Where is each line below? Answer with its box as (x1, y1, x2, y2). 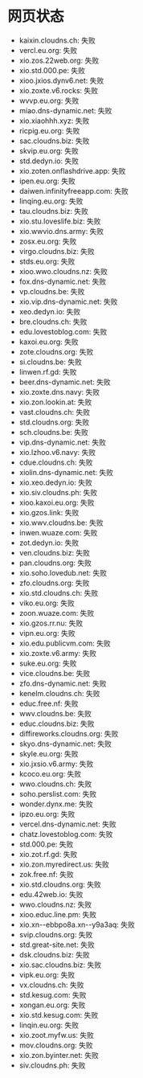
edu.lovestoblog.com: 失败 (18, 326, 108, 336)
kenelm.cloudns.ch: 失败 (18, 688, 101, 698)
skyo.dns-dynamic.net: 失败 (18, 739, 112, 748)
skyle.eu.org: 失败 (18, 748, 79, 758)
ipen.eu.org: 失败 (18, 176, 76, 186)
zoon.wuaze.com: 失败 (18, 608, 95, 617)
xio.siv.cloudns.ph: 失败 (18, 487, 98, 497)
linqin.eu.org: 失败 (18, 1020, 80, 1030)
